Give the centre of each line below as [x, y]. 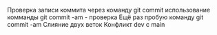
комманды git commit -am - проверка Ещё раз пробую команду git [105, 17]
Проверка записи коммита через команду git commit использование [109, 10]
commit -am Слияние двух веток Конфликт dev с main [86, 24]
